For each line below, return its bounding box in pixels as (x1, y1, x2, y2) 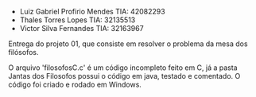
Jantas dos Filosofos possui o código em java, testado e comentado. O (8, 72, 241, 80)
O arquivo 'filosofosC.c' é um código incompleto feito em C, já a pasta (8, 63, 238, 72)
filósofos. (8, 48, 39, 56)
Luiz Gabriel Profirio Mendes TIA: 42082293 (19, 7, 165, 16)
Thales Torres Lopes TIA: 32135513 (19, 15, 136, 25)
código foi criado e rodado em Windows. (8, 80, 142, 89)
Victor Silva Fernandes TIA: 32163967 (19, 24, 145, 33)
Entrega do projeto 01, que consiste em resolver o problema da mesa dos (8, 39, 248, 48)
